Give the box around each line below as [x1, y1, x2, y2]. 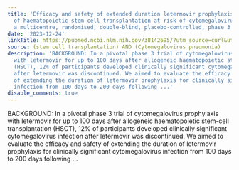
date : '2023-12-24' [7, 30, 65, 38]
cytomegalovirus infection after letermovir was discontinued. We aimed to [7, 132, 224, 141]
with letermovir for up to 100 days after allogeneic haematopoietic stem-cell [7, 117, 230, 125]
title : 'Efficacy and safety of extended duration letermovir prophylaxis [7, 10, 234, 18]
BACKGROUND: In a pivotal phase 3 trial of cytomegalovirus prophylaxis [7, 110, 219, 118]
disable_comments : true [7, 90, 78, 97]
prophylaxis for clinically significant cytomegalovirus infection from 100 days [7, 147, 232, 156]
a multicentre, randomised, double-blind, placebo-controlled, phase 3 [14, 23, 231, 31]
